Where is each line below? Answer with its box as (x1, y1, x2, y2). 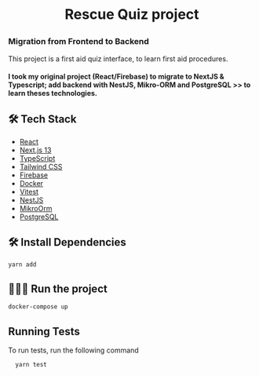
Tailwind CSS (19, 162, 63, 171)
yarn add (8, 261, 37, 268)
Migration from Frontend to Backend (8, 36, 149, 47)
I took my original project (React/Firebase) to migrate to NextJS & (8, 72, 225, 82)
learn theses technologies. (8, 89, 98, 98)
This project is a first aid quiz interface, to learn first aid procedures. (8, 53, 228, 64)
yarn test (15, 361, 47, 369)
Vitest (19, 187, 39, 196)
